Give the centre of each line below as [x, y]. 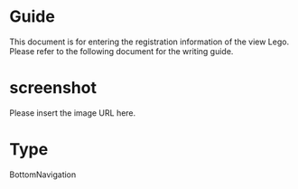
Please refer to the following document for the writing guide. [121, 51]
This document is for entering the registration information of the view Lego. [149, 42]
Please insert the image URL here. [73, 113]
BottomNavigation [43, 175]
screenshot [53, 88]
